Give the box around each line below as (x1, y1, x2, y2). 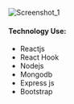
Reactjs (19, 44, 46, 54)
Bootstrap (19, 87, 53, 97)
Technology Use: (8, 26, 67, 35)
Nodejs (19, 61, 44, 71)
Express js (19, 78, 55, 88)
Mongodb (19, 69, 53, 80)
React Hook (19, 52, 60, 62)
